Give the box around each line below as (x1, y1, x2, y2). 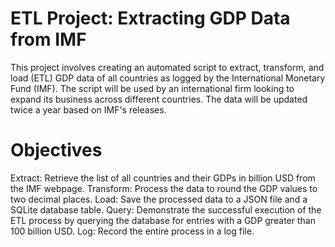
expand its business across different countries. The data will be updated (10, 93, 308, 105)
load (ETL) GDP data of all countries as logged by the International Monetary (10, 72, 326, 84)
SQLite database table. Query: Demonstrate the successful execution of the (10, 203, 322, 216)
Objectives (10, 139, 103, 162)
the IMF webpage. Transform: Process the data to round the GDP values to (10, 182, 318, 194)
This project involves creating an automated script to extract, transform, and (10, 61, 325, 73)
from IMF (10, 28, 87, 51)
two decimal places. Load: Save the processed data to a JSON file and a (10, 193, 308, 205)
